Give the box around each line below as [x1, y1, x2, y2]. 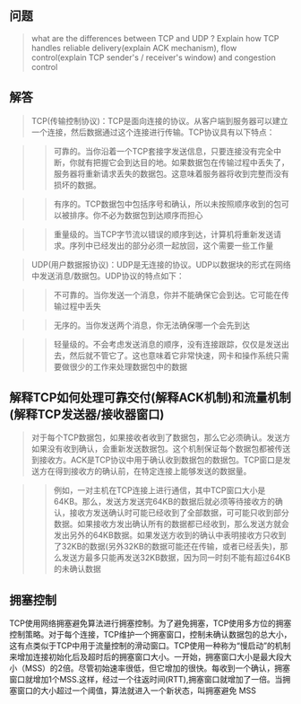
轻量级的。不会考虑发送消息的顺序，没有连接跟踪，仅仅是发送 [53, 339, 282, 349]
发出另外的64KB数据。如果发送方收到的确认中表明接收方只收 [53, 530, 279, 541]
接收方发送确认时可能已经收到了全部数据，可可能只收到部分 [69, 507, 289, 518]
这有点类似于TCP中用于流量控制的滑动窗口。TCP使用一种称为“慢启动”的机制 [9, 640, 291, 651]
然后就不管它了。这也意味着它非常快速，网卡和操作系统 [69, 349, 274, 361]
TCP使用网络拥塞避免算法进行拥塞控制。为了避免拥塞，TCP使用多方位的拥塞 [9, 618, 292, 629]
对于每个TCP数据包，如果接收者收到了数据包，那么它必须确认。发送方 [30, 432, 291, 443]
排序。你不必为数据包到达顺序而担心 [69, 209, 203, 220]
